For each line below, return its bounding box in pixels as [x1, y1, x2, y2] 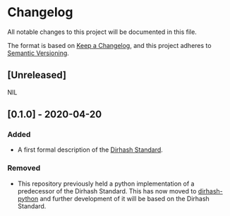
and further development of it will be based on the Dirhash [40, 194, 210, 203]
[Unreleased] [7, 69, 67, 81]
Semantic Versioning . [7, 49, 69, 57]
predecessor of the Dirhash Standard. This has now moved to [17, 186, 197, 195]
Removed [7, 163, 41, 173]
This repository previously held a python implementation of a [17, 179, 195, 188]
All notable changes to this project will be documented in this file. [7, 28, 198, 36]
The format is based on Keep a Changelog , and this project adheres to [7, 41, 212, 49]
